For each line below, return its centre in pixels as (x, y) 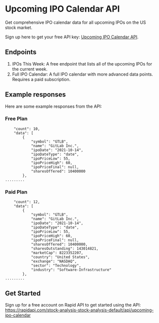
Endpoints (21, 52)
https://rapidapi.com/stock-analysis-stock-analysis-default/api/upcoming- (79, 310)
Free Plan (16, 119)
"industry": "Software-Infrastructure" (71, 270)
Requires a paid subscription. (41, 79)
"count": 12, (27, 202)
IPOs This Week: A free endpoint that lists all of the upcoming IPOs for (82, 64)
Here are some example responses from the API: (54, 106)
